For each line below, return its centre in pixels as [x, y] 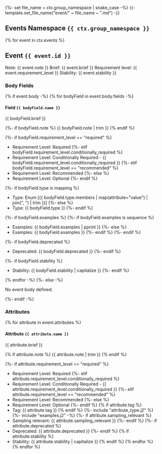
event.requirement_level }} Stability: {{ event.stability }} [61, 73]
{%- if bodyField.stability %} [34, 261]
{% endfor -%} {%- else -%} [34, 280]
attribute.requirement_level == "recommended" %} [64, 394]
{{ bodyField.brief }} [25, 119]
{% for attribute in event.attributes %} [43, 323]
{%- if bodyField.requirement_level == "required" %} [58, 137]
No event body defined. [29, 290]
